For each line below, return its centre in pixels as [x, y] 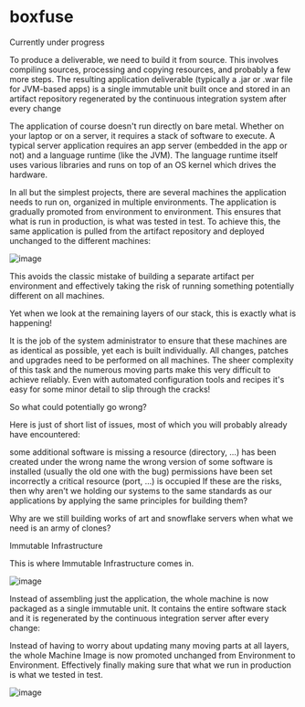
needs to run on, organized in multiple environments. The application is [143, 202]
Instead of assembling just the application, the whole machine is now [139, 598]
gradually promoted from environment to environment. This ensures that [145, 211]
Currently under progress [57, 42]
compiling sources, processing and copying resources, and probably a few [150, 69]
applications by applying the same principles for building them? [129, 501]
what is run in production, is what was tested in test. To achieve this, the [145, 221]
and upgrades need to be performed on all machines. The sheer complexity [152, 360]
